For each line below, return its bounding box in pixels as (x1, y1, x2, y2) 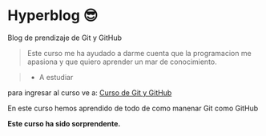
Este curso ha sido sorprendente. (7, 118, 121, 128)
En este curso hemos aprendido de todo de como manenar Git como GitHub (7, 103, 259, 113)
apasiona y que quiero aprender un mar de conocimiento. (26, 57, 217, 66)
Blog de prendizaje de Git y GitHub (7, 33, 122, 42)
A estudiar (38, 72, 74, 82)
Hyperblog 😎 (7, 6, 99, 25)
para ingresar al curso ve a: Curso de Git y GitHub (7, 87, 172, 98)
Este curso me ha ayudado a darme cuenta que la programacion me (26, 48, 252, 58)
